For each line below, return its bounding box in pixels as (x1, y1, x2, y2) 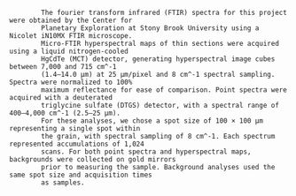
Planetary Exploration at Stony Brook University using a (41, 24, 260, 33)
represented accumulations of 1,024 (9, 139, 144, 148)
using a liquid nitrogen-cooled (9, 47, 129, 56)
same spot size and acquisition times (9, 170, 152, 179)
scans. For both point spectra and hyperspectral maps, (41, 147, 252, 156)
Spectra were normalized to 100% (9, 78, 133, 87)
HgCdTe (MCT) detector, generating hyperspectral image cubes (41, 55, 276, 64)
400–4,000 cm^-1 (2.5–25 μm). (9, 109, 121, 117)
